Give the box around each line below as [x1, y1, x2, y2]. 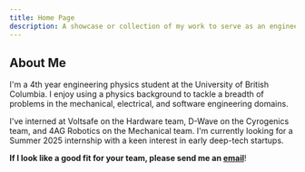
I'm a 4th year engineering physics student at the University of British [9, 79, 270, 91]
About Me [9, 55, 66, 71]
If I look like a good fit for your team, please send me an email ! [9, 153, 247, 164]
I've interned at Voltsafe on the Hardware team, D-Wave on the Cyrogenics [9, 116, 290, 127]
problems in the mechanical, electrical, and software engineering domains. [9, 99, 289, 110]
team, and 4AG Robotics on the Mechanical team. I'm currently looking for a [9, 126, 293, 137]
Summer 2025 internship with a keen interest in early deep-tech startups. [9, 135, 284, 146]
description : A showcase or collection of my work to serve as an [9, 22, 266, 31]
